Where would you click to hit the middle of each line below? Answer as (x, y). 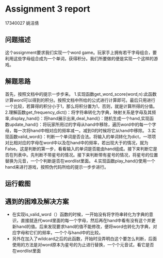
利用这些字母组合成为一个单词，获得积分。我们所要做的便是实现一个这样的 (79, 58)
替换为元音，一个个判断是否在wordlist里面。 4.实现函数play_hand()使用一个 (80, 161)
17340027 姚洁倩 (22, 23)
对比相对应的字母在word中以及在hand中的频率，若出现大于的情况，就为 (77, 142)
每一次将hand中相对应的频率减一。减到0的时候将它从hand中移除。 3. (82, 130)
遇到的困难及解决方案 (37, 202)
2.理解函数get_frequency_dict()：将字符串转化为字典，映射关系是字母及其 (78, 112)
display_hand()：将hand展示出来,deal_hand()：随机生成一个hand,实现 (80, 118)
